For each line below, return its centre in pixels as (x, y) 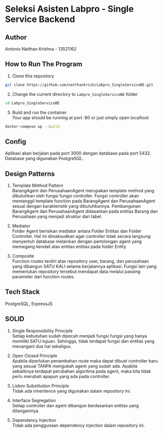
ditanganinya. (26, 411)
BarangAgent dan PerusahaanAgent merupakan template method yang (83, 191)
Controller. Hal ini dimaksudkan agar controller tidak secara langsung (81, 236)
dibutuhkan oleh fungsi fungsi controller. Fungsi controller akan (75, 196)
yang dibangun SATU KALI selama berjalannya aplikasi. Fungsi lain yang (84, 267)
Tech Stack (22, 292)
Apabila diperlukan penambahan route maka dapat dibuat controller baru (85, 361)
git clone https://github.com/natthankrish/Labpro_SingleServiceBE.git (79, 85)
